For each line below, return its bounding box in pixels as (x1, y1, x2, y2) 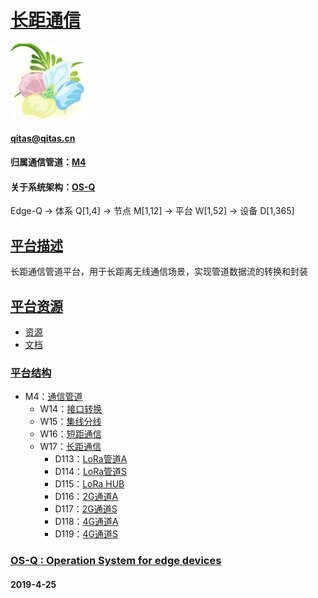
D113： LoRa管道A (54, 453, 128, 465)
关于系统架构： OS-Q (10, 181, 96, 193)
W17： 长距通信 (39, 441, 102, 453)
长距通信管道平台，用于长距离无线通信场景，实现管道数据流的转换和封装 (10, 266, 308, 278)
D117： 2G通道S (54, 503, 118, 515)
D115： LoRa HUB (54, 478, 125, 490)
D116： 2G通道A (54, 491, 119, 503)
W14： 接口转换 (39, 403, 103, 415)
